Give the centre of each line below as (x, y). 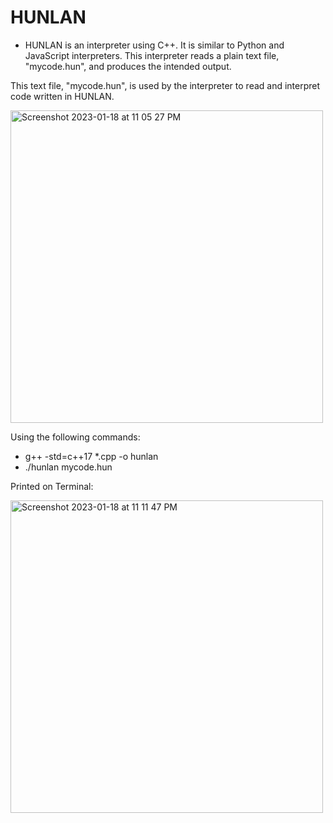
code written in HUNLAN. (62, 96)
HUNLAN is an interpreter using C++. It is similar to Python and (154, 45)
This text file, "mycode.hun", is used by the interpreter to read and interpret (165, 85)
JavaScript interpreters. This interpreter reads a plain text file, (152, 55)
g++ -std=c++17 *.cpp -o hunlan (91, 456)
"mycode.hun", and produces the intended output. (128, 66)
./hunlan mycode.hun (68, 467)
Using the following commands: (75, 437)
